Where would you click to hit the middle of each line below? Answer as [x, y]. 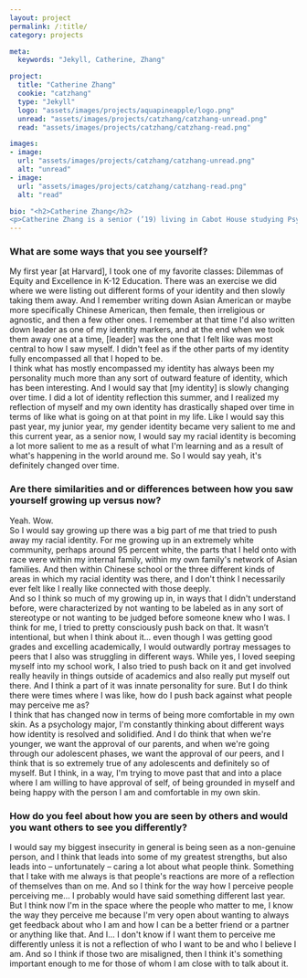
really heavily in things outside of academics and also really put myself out [150, 676]
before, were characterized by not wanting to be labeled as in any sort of [147, 607]
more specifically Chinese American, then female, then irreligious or [138, 310]
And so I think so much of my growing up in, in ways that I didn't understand [153, 598]
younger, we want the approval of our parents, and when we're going [139, 743]
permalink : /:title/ [49, 26]
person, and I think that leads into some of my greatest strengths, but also [148, 857]
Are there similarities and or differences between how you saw [152, 489]
